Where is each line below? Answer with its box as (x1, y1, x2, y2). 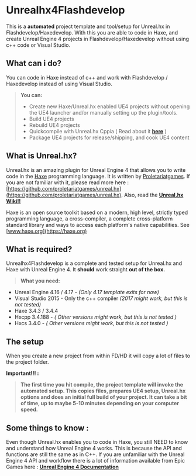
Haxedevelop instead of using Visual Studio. (6, 80, 112, 87)
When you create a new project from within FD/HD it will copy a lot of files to (6, 352, 191, 360)
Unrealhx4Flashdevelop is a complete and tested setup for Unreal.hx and (6, 260, 183, 267)
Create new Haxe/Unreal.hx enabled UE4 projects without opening (29, 103, 190, 110)
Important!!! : (6, 370, 39, 377)
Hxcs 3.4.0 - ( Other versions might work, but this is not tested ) (14, 320, 169, 327)
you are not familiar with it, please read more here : (6, 179, 129, 186)
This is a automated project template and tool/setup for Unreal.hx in (6, 23, 170, 30)
